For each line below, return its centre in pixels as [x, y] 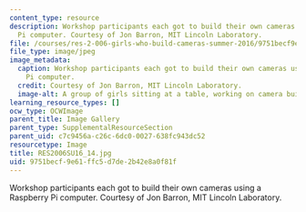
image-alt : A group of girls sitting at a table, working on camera [150, 94]
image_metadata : [40, 60]
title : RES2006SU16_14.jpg [61, 153]
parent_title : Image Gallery [65, 119]
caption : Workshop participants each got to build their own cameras [152, 69]
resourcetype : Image [49, 145]
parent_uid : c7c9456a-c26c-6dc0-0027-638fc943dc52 [107, 136]
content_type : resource [55, 18]
